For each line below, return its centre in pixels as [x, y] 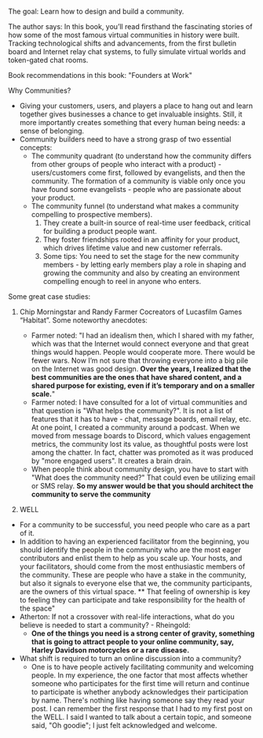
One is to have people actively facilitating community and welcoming [142, 667]
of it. [27, 533]
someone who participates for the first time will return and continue [140, 683]
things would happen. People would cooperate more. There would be [143, 352]
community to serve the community [91, 494]
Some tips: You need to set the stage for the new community [141, 256]
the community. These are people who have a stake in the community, [133, 575]
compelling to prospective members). [92, 214]
